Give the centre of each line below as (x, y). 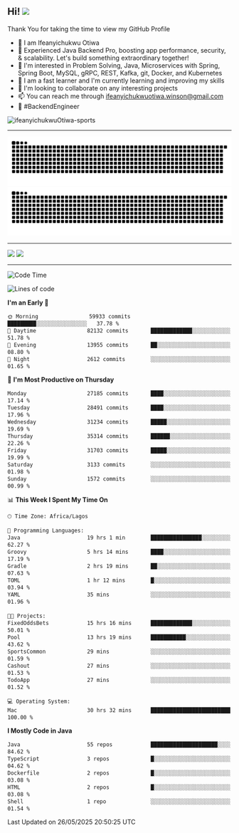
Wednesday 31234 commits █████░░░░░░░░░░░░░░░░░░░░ (119, 422)
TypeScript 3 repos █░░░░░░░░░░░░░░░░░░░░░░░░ (119, 759)
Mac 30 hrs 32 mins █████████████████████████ (119, 711)
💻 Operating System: (39, 702)
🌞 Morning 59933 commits (69, 317)
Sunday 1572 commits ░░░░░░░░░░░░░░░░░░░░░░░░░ (119, 479)
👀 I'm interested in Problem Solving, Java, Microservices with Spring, (119, 65)
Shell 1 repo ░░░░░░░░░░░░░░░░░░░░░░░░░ (119, 802)
